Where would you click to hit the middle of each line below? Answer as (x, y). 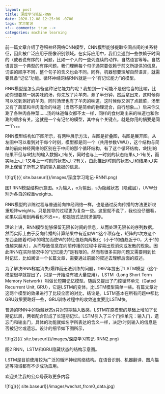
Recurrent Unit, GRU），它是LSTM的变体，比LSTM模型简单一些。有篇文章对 (82, 287)
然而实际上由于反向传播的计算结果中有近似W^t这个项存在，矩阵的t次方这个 (81, 233)
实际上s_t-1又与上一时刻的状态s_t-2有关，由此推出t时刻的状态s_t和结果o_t (79, 161)
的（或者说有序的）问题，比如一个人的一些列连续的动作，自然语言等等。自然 (82, 59)
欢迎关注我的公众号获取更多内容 (37, 376)
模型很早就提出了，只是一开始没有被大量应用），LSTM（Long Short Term (79, 275)
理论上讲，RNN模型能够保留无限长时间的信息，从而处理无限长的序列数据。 (81, 227)
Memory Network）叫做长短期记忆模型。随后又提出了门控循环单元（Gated (81, 281)
